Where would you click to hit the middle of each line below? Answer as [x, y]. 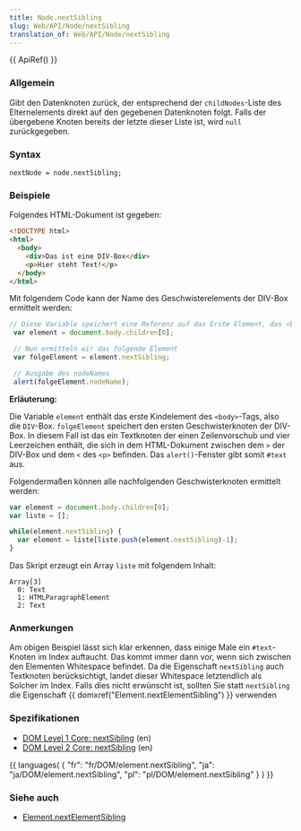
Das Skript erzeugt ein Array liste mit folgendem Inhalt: [113, 566]
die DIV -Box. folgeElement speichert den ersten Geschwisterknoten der [141, 426]
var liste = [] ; [39, 515]
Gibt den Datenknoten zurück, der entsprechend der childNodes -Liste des [146, 102]
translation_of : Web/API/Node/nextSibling [90, 34]
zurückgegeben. [39, 131]
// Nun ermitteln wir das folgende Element [95, 349]
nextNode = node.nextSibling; [66, 173]
